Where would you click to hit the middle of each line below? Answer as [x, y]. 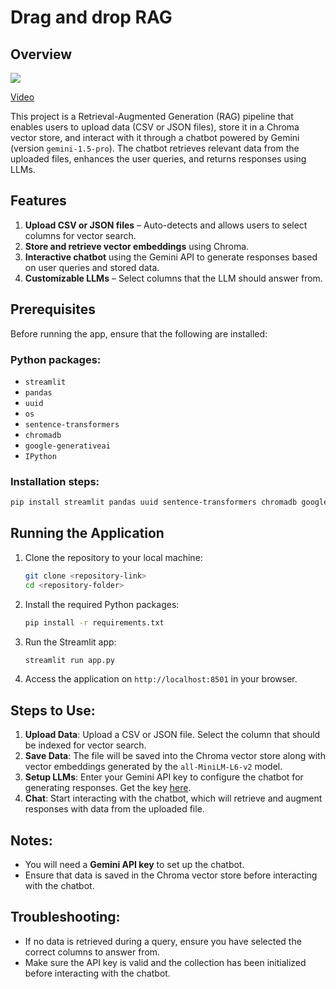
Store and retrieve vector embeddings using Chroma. [137, 246]
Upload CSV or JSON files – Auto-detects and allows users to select [166, 225]
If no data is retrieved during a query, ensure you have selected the [163, 941]
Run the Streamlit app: [70, 642]
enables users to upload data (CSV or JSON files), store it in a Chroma [155, 127]
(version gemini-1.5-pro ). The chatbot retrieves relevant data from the [155, 148]
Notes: [31, 840]
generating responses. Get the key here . [108, 788]
